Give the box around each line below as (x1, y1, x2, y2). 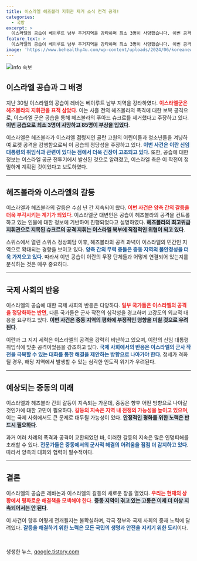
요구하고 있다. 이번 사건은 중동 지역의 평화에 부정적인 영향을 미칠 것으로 (16, 317, 178, 324)
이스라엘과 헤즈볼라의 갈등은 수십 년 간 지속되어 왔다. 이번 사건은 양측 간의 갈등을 (6, 204, 189, 211)
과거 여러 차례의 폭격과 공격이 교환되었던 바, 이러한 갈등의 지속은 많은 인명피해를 (6, 434, 189, 441)
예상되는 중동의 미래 (6, 382, 74, 392)
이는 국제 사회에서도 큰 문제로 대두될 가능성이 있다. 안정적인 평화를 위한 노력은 (6, 414, 184, 421)
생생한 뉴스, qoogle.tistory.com (6, 547, 80, 555)
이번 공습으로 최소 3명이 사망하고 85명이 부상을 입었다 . (6, 121, 130, 128)
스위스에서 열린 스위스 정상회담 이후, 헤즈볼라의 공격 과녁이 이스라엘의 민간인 (6, 238, 182, 246)
